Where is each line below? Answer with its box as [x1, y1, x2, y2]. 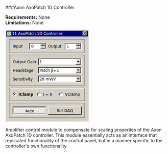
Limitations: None [5, 20, 44, 25]
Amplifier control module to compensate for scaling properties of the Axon [5, 127, 162, 133]
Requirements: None [5, 14, 50, 20]
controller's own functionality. [5, 143, 68, 149]
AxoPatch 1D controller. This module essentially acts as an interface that [5, 132, 157, 138]
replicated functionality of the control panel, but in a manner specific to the [5, 138, 163, 143]
